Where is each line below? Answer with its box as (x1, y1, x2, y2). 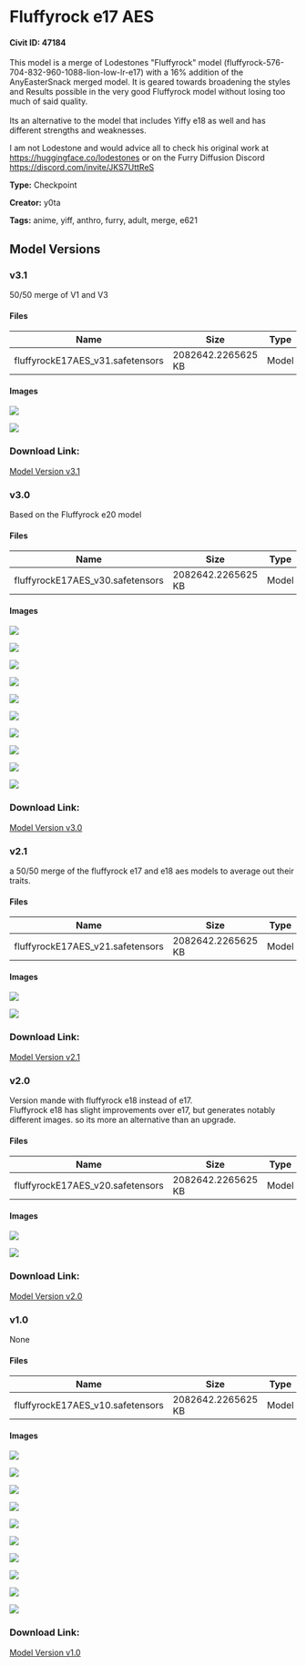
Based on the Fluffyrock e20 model (9, 509, 142, 520)
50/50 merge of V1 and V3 (9, 290, 109, 301)
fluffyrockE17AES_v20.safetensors (14, 1180, 164, 1192)
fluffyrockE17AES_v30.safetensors (14, 574, 164, 587)
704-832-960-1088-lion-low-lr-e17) (9, 66, 144, 78)
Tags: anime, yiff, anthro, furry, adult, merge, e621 (9, 215, 199, 226)
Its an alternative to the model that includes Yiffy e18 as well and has (9, 116, 266, 127)
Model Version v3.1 (9, 465, 80, 476)
